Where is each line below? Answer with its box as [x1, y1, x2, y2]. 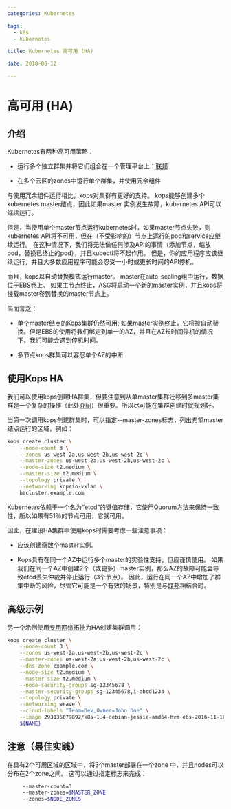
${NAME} [19, 720, 41, 727]
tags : [7, 22, 23, 30]
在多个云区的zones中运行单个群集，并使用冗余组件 [16, 177, 162, 185]
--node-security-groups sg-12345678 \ [19, 681, 131, 688]
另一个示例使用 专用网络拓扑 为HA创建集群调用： [7, 623, 143, 631]
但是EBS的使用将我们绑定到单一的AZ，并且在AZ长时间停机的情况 [29, 328, 214, 335]
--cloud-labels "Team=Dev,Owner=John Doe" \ [19, 708, 149, 715]
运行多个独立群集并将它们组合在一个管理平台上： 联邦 [16, 162, 168, 170]
